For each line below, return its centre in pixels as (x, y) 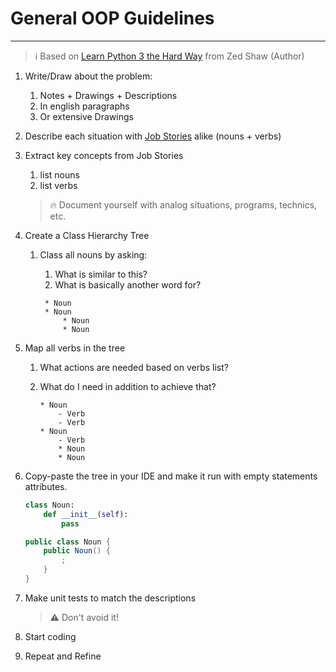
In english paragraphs (84, 106)
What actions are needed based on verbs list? (134, 367)
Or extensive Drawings (86, 116)
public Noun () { (77, 551)
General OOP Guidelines (112, 18)
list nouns (59, 174)
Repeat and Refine (63, 656)
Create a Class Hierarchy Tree (87, 235)
